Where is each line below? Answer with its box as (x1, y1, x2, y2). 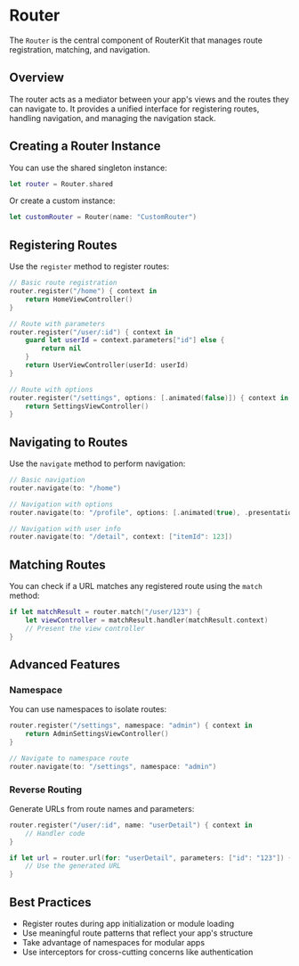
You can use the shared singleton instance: (9, 162, 167, 173)
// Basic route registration (9, 278, 117, 288)
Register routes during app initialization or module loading (21, 919, 235, 929)
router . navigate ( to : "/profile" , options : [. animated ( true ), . (9, 508, 249, 517)
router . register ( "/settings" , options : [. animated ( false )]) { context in (9, 393, 289, 402)
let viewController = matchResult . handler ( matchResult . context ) (25, 616, 269, 625)
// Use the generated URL (25, 862, 122, 871)
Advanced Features (9, 657, 121, 673)
